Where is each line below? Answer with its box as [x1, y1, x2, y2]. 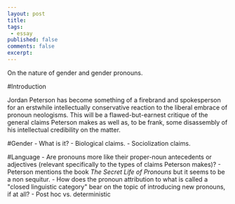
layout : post [7, 10, 46, 18]
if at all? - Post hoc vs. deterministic [7, 190, 111, 198]
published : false [7, 36, 58, 43]
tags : [7, 23, 23, 30]
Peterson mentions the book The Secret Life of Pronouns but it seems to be [7, 168, 226, 176]
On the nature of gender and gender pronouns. [7, 68, 143, 77]
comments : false [7, 43, 55, 50]
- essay [10, 29, 33, 37]
